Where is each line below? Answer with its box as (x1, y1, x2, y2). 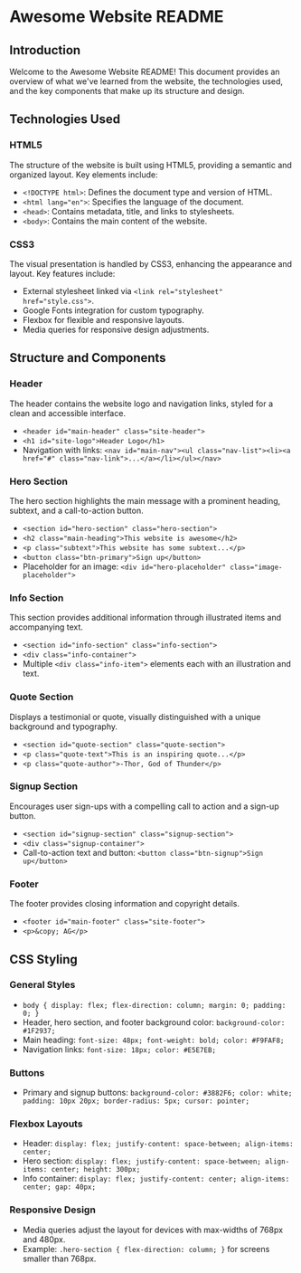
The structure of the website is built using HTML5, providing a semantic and (9, 159, 292, 170)
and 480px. (22, 1233, 66, 1245)
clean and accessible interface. (9, 407, 127, 418)
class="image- (230, 563, 283, 572)
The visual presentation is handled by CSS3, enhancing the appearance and (9, 258, 292, 269)
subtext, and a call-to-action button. (9, 505, 144, 516)
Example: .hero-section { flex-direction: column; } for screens (22, 1243, 270, 1254)
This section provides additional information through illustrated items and (9, 613, 282, 623)
